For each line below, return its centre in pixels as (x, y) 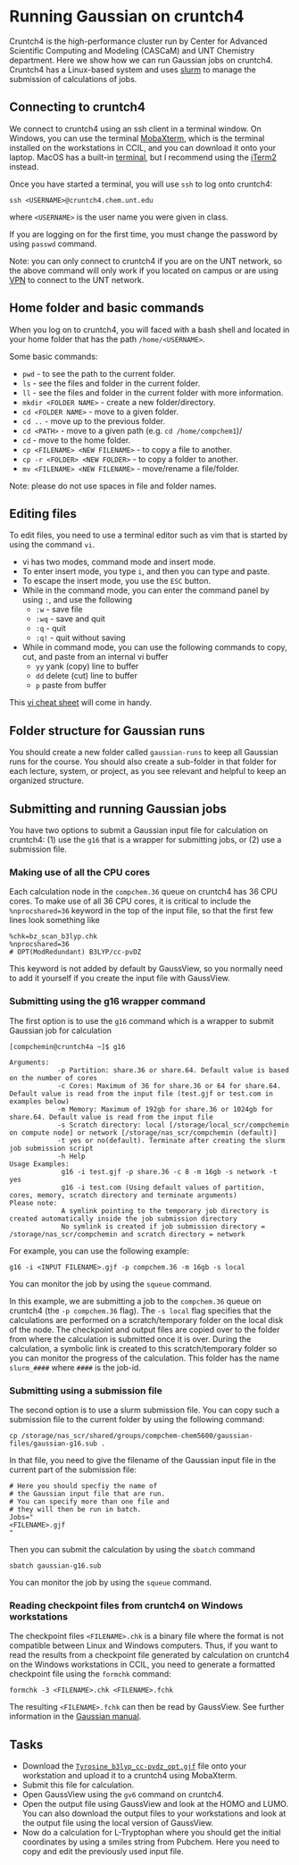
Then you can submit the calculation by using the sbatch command (133, 1549)
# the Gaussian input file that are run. (87, 1494)
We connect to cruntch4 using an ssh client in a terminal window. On (135, 129)
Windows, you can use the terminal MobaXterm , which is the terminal (137, 138)
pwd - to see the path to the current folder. (99, 373)
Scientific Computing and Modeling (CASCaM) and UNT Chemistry (132, 50)
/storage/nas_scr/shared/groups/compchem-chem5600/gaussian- (137, 1436)
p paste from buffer (71, 686)
